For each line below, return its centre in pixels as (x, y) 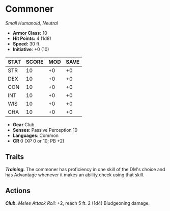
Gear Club (23, 124)
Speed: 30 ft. (26, 43)
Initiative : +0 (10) (31, 49)
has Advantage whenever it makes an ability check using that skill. (75, 175)
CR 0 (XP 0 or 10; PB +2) (38, 140)
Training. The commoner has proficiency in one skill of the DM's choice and (85, 169)
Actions (18, 191)
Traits (15, 157)
